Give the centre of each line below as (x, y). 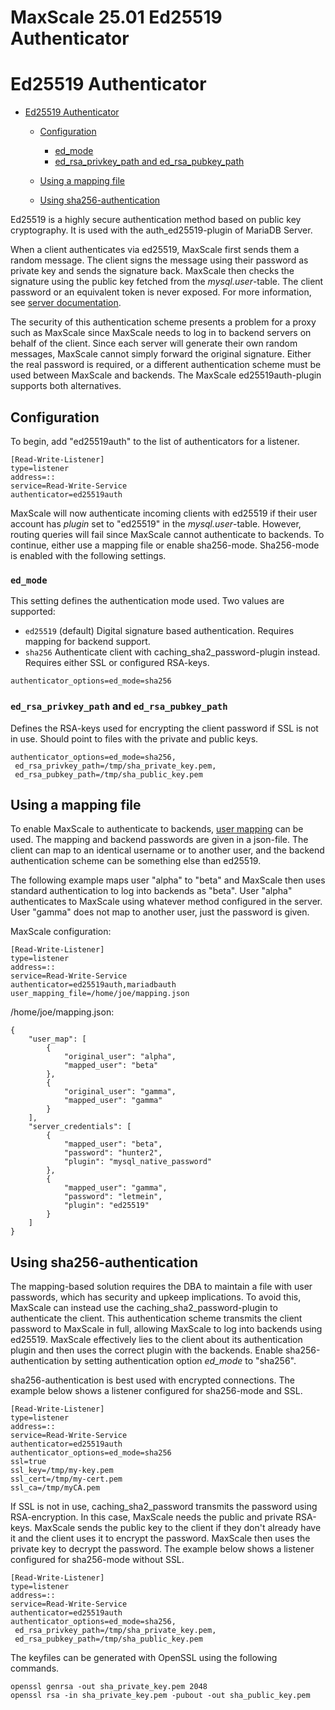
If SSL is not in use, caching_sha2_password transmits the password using (164, 1507)
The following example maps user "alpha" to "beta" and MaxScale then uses (168, 880)
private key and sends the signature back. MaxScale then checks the (152, 271)
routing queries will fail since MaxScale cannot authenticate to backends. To (167, 534)
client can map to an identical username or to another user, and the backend (167, 850)
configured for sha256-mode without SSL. (97, 1560)
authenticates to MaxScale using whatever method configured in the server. (166, 902)
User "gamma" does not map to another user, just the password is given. (160, 912)
